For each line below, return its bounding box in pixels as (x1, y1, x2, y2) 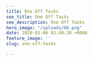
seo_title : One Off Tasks (6, 14, 69, 20)
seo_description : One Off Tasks (6, 19, 85, 25)
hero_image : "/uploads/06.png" (6, 24, 82, 31)
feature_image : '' (6, 35, 51, 41)
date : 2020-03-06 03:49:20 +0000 (6, 30, 88, 36)
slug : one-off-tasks (6, 41, 57, 47)
